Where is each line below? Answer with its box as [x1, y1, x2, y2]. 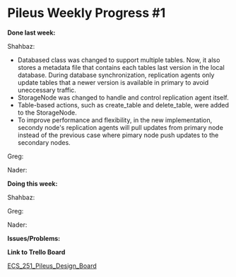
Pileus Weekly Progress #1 [7, 5, 166, 21]
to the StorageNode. [17, 108, 77, 117]
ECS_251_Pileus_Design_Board [7, 261, 97, 270]
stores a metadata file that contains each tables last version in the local [17, 63, 225, 71]
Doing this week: [7, 179, 58, 188]
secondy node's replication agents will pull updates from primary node [17, 123, 224, 131]
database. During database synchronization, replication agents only [17, 71, 215, 79]
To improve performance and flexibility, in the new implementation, [17, 115, 213, 124]
